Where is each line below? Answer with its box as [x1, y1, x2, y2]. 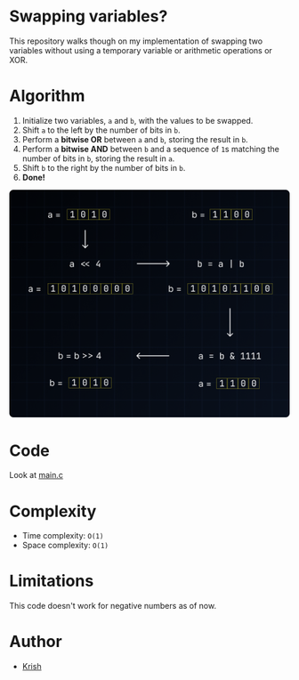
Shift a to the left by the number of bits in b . [21, 125, 181, 135]
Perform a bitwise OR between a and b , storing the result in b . [21, 134, 248, 144]
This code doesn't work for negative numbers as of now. [9, 601, 216, 611]
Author [9, 632, 62, 652]
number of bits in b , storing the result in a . [21, 153, 175, 164]
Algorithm [9, 86, 85, 106]
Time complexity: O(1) [21, 530, 104, 541]
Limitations [9, 571, 94, 591]
